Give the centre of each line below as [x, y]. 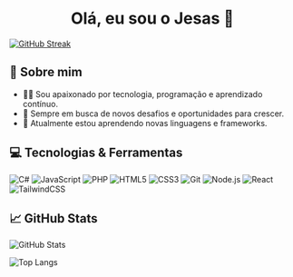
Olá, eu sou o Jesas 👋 [152, 19]
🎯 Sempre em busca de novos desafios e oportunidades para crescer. [153, 114]
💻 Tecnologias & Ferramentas [96, 153]
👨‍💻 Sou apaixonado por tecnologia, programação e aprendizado [142, 94]
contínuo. [40, 104]
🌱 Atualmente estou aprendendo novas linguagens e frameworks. [145, 123]
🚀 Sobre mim [46, 72]
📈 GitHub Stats [54, 218]
